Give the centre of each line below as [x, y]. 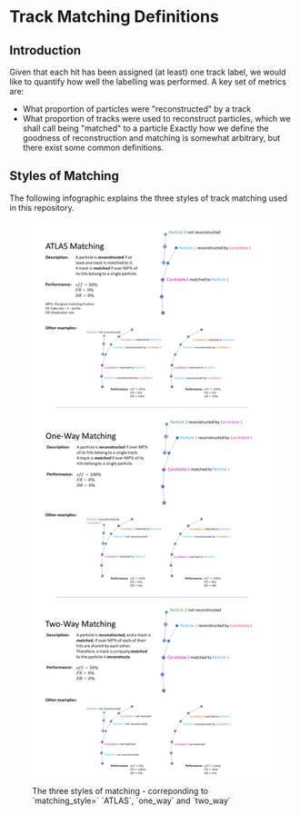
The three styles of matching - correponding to [120, 791]
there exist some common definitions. [93, 148]
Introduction [45, 50]
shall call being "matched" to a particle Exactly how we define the [145, 128]
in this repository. [42, 207]
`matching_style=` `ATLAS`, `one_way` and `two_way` [132, 800]
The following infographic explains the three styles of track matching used [149, 198]
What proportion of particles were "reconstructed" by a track [137, 109]
